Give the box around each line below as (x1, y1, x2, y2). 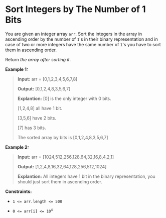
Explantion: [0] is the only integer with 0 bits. (17, 95, 111, 101)
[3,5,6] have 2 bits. (17, 115, 57, 121)
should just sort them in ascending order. (17, 178, 103, 184)
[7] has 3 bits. (17, 125, 46, 131)
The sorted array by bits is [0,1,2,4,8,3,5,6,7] (17, 134, 109, 140)
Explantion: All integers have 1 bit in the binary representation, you (17, 173, 155, 179)
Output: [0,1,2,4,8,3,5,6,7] (17, 85, 71, 91)
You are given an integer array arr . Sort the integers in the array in (5, 31, 142, 37)
